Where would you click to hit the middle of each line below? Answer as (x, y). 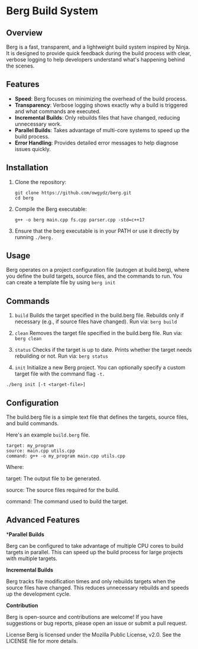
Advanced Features (43, 520)
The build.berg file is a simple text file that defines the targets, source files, (97, 417)
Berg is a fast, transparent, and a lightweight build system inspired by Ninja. (98, 47)
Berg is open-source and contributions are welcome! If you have (85, 616)
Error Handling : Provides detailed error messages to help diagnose (96, 143)
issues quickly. (33, 149)
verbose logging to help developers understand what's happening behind (95, 60)
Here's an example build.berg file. (48, 435)
